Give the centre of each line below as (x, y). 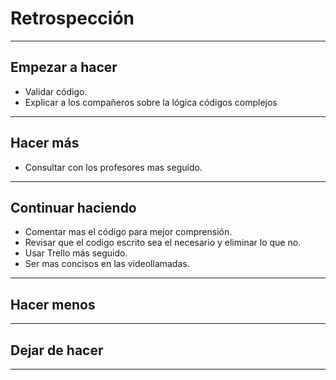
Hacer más (45, 143)
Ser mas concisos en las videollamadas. (107, 264)
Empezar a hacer (64, 67)
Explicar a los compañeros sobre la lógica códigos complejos (151, 102)
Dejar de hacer (57, 350)
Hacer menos (53, 304)
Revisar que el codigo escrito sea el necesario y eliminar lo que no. (163, 243)
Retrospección (72, 18)
